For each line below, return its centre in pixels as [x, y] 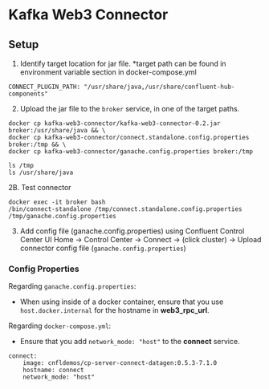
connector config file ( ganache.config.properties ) [103, 248]
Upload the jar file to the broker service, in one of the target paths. [130, 109]
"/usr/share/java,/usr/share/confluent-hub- [159, 87]
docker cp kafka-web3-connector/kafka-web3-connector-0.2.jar [114, 124]
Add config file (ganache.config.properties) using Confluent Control [132, 231]
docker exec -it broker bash [57, 202]
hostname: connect [53, 371]
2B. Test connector [40, 187]
